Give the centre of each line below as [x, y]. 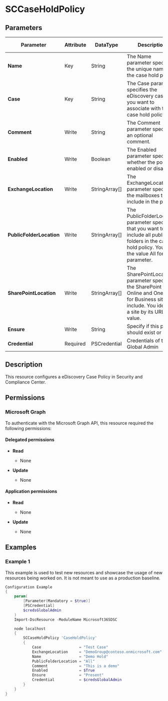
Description [24, 365]
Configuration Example [29, 587]
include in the [143, 202]
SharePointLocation [32, 293]
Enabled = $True [63, 670]
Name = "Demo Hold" [70, 656]
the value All [141, 254]
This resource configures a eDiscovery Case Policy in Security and [74, 377]
